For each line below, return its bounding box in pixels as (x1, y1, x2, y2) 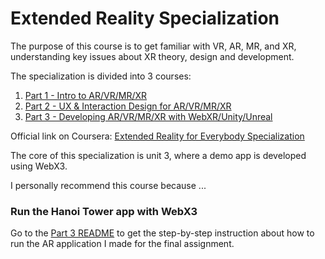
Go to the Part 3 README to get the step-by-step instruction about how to (10, 227, 315, 239)
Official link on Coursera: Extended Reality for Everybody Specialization (10, 130, 305, 142)
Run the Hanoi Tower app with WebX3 (10, 204, 198, 218)
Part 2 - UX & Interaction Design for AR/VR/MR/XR (24, 100, 232, 112)
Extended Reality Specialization (10, 7, 280, 30)
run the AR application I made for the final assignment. (10, 238, 235, 250)
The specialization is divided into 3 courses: (10, 70, 192, 82)
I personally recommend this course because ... (10, 179, 207, 191)
